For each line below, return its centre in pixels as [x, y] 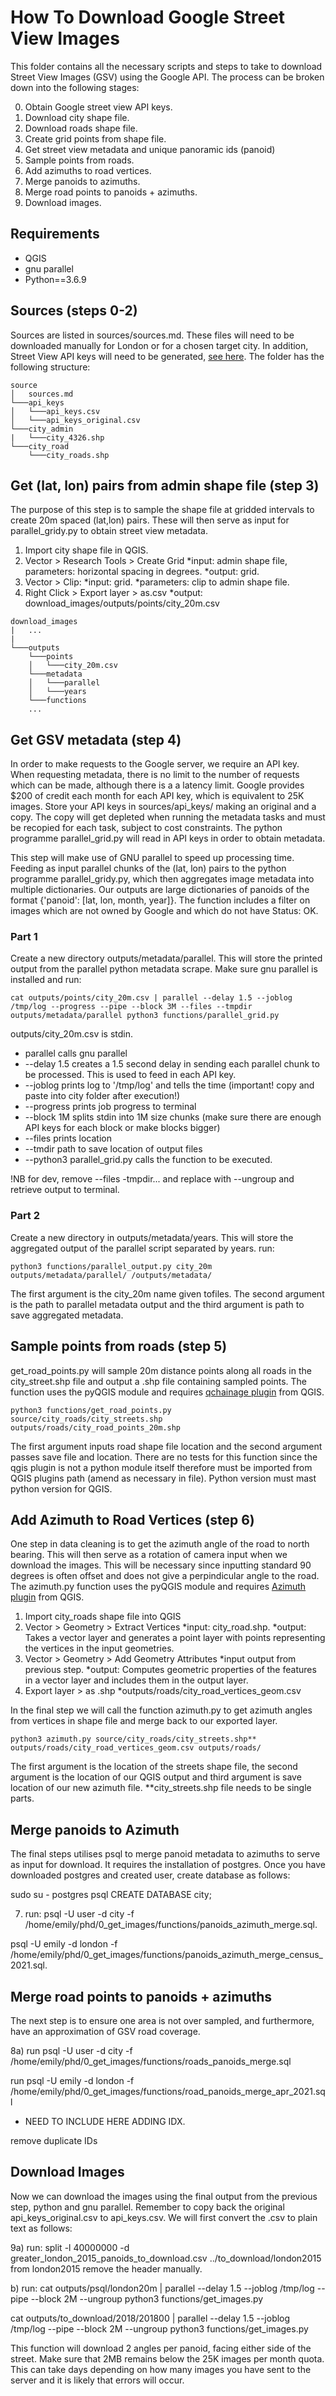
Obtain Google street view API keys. [98, 107]
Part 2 [25, 1216]
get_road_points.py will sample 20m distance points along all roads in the [161, 1370]
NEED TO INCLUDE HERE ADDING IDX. [105, 2122]
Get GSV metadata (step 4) [96, 739]
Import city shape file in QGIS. [86, 550]
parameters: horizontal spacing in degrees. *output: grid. [142, 572]
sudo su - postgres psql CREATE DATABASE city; [111, 1895]
